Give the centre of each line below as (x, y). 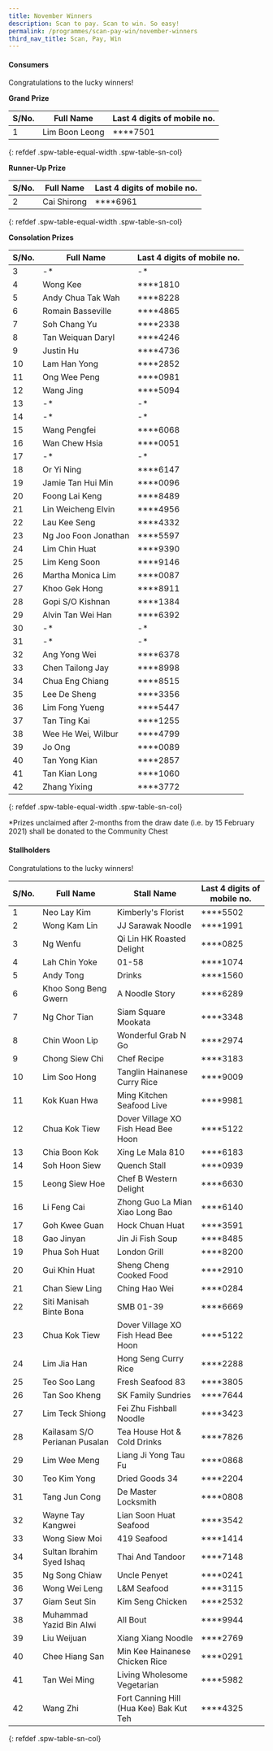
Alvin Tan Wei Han (77, 615)
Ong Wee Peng (71, 377)
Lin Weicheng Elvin (79, 509)
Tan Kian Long (70, 773)
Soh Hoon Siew (72, 1165)
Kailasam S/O (68, 1431)
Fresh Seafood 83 (151, 1382)
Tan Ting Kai (67, 721)
